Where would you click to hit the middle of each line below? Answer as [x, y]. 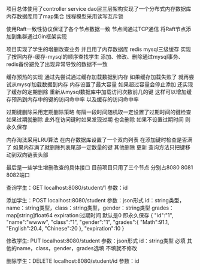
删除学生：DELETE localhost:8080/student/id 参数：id [73, 261]
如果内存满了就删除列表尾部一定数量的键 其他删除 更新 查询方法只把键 [99, 147]
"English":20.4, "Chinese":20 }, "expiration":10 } [65, 228]
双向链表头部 [32, 155]
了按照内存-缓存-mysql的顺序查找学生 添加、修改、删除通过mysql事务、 [95, 57]
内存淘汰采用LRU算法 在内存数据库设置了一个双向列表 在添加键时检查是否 [97, 140]
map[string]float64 [29, 215]
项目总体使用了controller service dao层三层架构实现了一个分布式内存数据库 [99, 9]
